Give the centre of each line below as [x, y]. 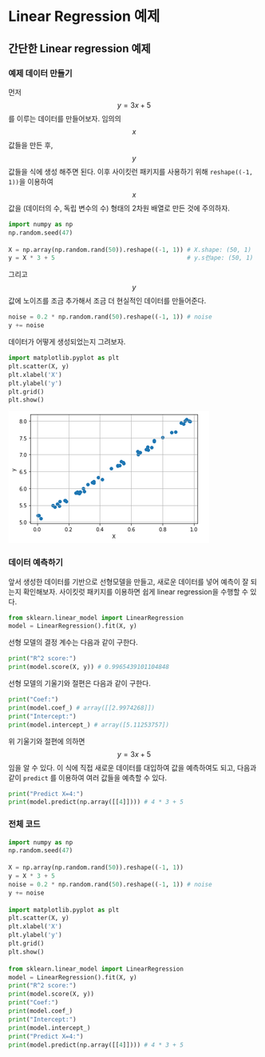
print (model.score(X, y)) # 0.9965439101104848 [89, 667]
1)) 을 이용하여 [31, 182]
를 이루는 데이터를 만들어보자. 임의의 [65, 118]
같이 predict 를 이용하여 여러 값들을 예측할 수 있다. [88, 778]
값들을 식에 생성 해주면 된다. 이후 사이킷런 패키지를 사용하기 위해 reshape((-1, [131, 171]
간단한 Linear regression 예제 [80, 48]
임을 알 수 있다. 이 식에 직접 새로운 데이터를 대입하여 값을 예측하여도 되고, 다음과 [132, 767]
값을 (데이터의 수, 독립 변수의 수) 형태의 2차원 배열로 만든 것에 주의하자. [119, 208]
